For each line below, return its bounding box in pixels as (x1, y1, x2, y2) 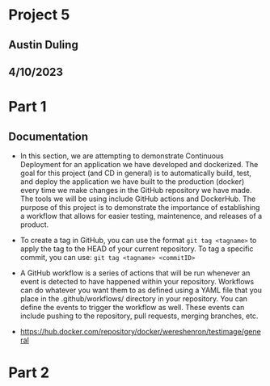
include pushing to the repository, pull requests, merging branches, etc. (19, 311, 259, 321)
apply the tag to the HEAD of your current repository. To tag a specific (19, 244, 254, 254)
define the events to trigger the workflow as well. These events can (19, 302, 245, 312)
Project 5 (8, 6, 70, 24)
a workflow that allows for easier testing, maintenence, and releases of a (19, 211, 263, 220)
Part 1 (8, 98, 47, 116)
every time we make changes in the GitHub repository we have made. (19, 185, 252, 195)
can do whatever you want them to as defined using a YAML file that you (19, 285, 263, 295)
